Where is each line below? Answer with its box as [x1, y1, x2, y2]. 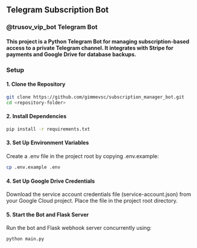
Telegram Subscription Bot [6, 5, 109, 15]
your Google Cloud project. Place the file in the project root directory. [6, 197, 178, 205]
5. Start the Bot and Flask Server [6, 211, 89, 218]
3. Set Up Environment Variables [6, 139, 89, 147]
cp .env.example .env [6, 164, 61, 171]
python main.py [6, 236, 45, 242]
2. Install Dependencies [6, 113, 67, 120]
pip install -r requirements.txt [6, 126, 90, 132]
